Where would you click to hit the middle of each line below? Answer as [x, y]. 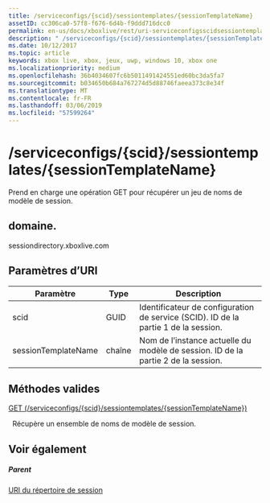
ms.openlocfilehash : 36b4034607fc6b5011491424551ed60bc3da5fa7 [117, 76]
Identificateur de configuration [197, 307]
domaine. [33, 226]
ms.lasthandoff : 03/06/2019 [55, 105]
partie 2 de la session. [181, 361]
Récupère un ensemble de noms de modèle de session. [104, 424]
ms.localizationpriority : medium [64, 68]
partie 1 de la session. [181, 327]
